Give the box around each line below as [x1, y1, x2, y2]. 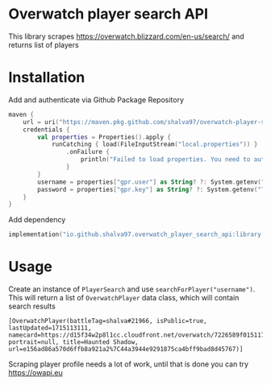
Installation [8, 68, 85, 87]
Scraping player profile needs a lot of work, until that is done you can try [8, 359, 248, 369]
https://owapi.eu [8, 368, 63, 378]
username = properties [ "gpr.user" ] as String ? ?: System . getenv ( [37, 178, 262, 186]
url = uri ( [23, 118, 60, 126]
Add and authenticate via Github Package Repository [8, 94, 184, 105]
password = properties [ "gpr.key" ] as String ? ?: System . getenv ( [37, 185, 258, 193]
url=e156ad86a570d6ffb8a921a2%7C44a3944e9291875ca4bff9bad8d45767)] [8, 346, 244, 354]
